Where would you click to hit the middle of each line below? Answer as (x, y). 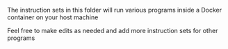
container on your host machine (53, 17)
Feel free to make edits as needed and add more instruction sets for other (113, 31)
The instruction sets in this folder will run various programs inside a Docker (115, 10)
